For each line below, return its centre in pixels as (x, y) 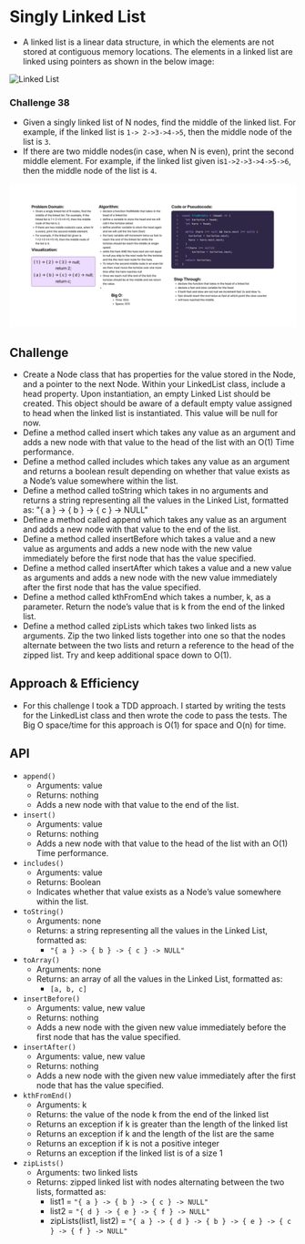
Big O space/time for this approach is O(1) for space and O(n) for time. (154, 725)
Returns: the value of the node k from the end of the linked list (152, 1114)
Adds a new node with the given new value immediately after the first (166, 1076)
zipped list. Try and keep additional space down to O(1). (127, 655)
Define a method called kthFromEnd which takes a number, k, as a (147, 597)
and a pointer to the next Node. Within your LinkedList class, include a (154, 384)
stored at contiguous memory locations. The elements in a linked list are (158, 51)
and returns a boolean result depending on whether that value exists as (156, 472)
